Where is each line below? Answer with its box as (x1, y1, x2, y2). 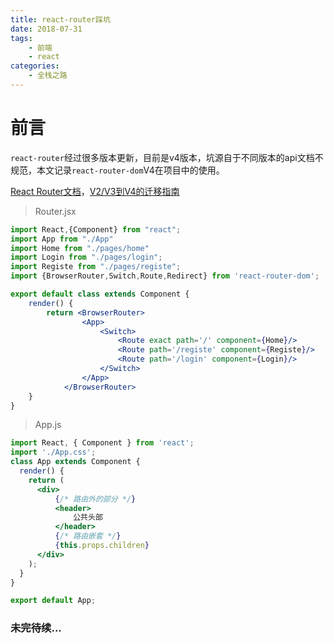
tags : (10, 33, 33, 43)
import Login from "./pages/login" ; (10, 252, 163, 263)
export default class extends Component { (10, 289, 190, 300)
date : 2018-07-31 (10, 24, 83, 34)
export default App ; (10, 596, 97, 606)
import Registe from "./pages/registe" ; (10, 262, 182, 272)
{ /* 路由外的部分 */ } (54, 494, 137, 504)
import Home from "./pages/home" (10, 243, 150, 253)
